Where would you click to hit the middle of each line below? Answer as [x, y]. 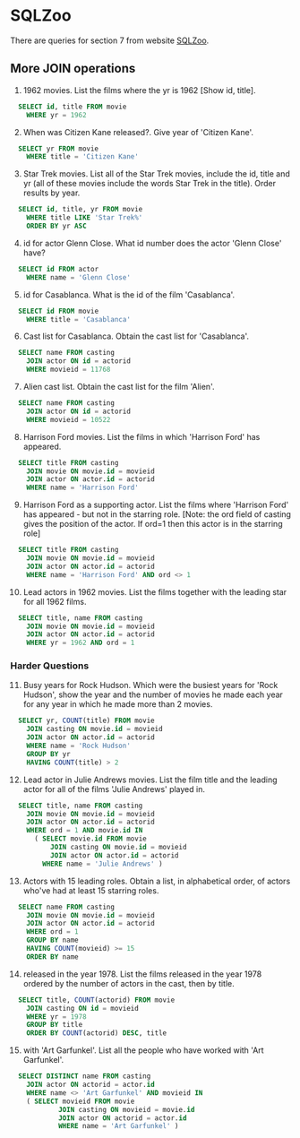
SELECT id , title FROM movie [73, 107]
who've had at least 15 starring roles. [91, 890]
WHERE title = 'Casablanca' [78, 319]
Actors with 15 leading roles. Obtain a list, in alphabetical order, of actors [157, 881]
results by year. [51, 193]
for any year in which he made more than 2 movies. [118, 704]
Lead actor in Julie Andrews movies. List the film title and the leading [150, 780]
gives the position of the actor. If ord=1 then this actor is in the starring [153, 524]
